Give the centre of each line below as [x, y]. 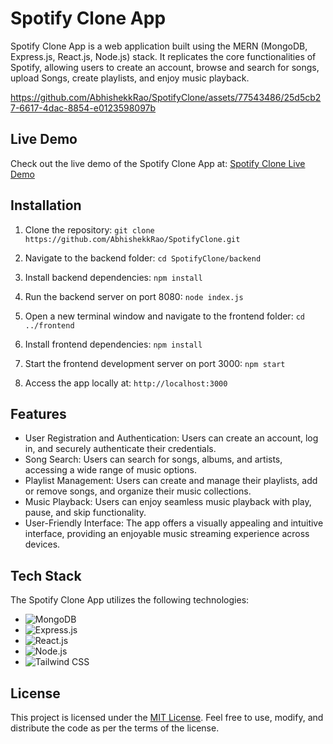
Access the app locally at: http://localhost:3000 [126, 383]
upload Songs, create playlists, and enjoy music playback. [130, 78]
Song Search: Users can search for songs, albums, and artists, [153, 459]
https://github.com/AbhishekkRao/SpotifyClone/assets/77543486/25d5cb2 [166, 97]
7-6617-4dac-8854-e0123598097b [83, 108]
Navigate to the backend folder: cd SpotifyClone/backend [143, 258]
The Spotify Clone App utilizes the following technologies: [130, 600]
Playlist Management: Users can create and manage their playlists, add [171, 481]
